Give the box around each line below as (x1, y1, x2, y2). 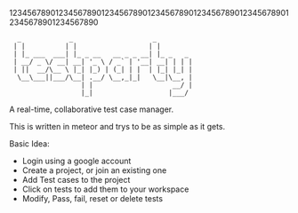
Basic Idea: (9, 138, 51, 149)
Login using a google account (21, 155, 132, 166)
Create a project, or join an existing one (21, 165, 167, 176)
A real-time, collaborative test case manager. (9, 104, 174, 114)
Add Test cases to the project (21, 175, 131, 185)
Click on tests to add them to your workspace (21, 184, 189, 194)
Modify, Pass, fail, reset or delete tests (21, 193, 163, 203)
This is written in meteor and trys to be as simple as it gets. (9, 122, 225, 131)
